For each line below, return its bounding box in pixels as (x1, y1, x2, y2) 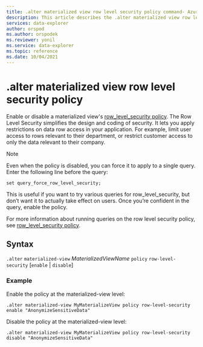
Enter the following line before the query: (6, 168, 108, 175)
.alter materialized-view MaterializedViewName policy (6, 255, 148, 262)
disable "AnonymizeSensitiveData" (6, 335, 94, 341)
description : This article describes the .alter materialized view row (6, 15, 190, 21)
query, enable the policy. (6, 203, 68, 210)
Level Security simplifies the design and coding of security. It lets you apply (6, 119, 195, 126)
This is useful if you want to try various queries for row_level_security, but (6, 190, 190, 198)
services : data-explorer (6, 20, 69, 26)
